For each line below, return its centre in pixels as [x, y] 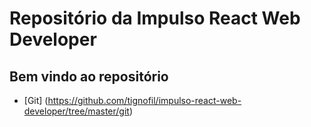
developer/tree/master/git [76, 111]
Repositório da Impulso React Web [155, 18]
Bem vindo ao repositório [89, 76]
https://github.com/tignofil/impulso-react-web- [144, 100]
